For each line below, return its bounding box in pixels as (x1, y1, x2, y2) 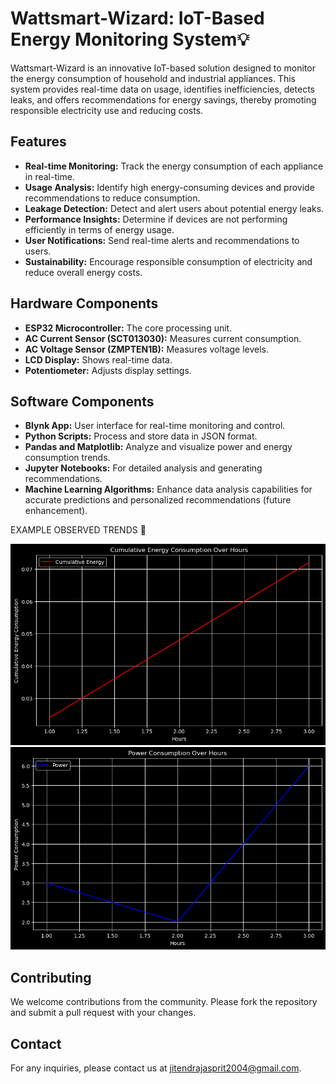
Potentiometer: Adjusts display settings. (24, 364, 192, 376)
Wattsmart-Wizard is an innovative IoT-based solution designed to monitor (10, 62, 316, 74)
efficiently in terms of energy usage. (24, 223, 175, 236)
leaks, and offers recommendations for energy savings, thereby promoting (10, 93, 317, 106)
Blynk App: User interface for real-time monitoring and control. (24, 420, 286, 432)
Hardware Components (10, 295, 159, 312)
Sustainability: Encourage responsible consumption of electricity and (24, 255, 313, 267)
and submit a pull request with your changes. (10, 1007, 197, 1019)
